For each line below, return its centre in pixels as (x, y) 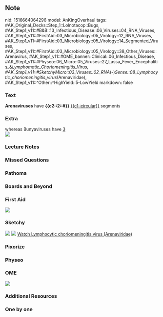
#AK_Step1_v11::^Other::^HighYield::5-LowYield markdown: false (69, 82)
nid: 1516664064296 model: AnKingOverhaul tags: (56, 20)
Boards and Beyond (29, 186)
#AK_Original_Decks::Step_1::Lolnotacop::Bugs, (52, 25)
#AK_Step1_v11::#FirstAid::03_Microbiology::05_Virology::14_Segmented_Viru (82, 41)
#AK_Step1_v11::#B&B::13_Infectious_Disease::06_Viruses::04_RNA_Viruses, (80, 30)
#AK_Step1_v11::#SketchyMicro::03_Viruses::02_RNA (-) (60, 72)
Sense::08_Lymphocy (136, 72)
